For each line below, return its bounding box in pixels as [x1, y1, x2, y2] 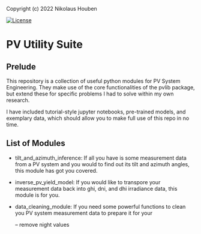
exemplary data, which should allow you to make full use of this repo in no [6, 115, 190, 122]
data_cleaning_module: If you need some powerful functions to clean [14, 203, 186, 210]
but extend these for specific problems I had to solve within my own [6, 90, 174, 97]
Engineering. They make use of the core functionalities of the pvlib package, [6, 84, 195, 91]
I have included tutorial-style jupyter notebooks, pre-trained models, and [6, 108, 186, 115]
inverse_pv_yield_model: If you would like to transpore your [14, 178, 161, 185]
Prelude [6, 61, 36, 71]
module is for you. [14, 191, 60, 199]
